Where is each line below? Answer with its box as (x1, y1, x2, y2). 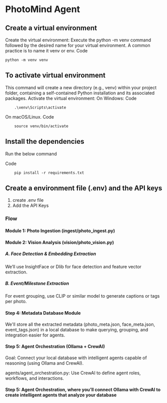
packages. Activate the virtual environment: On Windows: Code (5, 95, 137, 101)
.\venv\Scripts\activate (14, 105, 66, 110)
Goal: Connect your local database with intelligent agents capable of (5, 355, 147, 361)
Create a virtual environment (5, 24, 97, 32)
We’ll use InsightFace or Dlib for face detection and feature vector (5, 263, 142, 269)
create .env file (12, 197, 44, 203)
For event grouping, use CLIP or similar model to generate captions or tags (5, 293, 160, 299)
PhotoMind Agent (5, 4, 80, 15)
